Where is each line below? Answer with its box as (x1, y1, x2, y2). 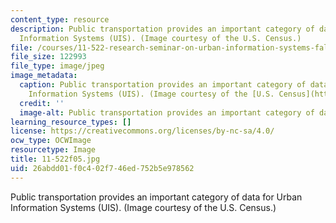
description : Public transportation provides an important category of (10, 24, 315, 34)
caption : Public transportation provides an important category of (19, 80, 307, 90)
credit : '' (19, 98, 65, 108)
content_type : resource (10, 14, 110, 25)
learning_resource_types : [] (10, 117, 132, 127)
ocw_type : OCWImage (10, 136, 92, 146)
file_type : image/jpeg (10, 61, 105, 71)
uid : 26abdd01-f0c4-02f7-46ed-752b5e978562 (10, 163, 195, 173)
